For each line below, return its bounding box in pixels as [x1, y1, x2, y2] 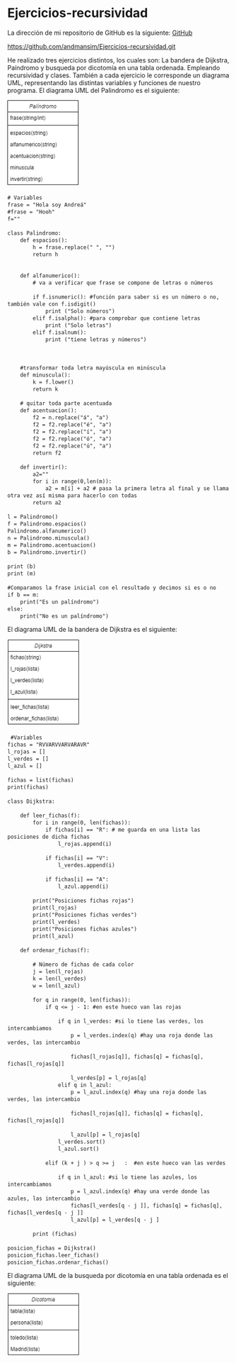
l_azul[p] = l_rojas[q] [70, 1131, 141, 1138]
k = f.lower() [33, 378, 74, 386]
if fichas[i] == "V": [45, 855, 110, 862]
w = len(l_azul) [33, 982, 81, 989]
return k [33, 385, 59, 393]
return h [33, 250, 59, 258]
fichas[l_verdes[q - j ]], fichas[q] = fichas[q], [70, 1202, 223, 1209]
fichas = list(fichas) [7, 777, 74, 784]
